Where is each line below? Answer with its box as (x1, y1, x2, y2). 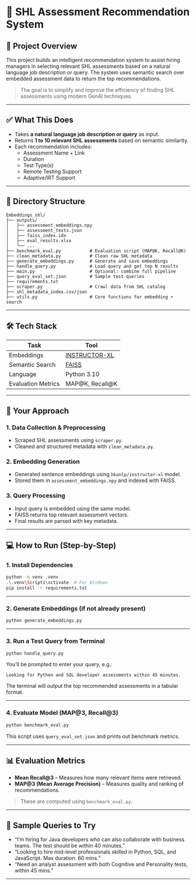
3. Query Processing (6, 491, 65, 500)
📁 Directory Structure (6, 197, 86, 206)
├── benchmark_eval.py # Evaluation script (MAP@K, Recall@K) (6, 248, 187, 254)
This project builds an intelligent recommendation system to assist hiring (6, 57, 180, 63)
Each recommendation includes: (14, 143, 92, 150)
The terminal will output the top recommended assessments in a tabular (6, 683, 179, 690)
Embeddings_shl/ (6, 212, 45, 218)
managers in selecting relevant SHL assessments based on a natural (6, 63, 170, 70)
